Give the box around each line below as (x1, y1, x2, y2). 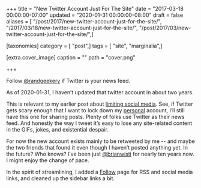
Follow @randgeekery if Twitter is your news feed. (6, 77, 131, 84)
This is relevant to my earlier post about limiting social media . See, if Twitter (6, 100, 193, 108)
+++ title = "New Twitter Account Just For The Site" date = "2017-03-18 (6, 5, 184, 12)
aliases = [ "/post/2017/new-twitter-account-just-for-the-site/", (6, 18, 162, 25)
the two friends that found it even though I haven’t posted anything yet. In (6, 144, 188, 151)
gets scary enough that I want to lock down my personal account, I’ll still (6, 107, 185, 114)
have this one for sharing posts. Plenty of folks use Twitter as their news (6, 114, 185, 120)
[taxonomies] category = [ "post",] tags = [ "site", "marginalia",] (6, 42, 163, 49)
